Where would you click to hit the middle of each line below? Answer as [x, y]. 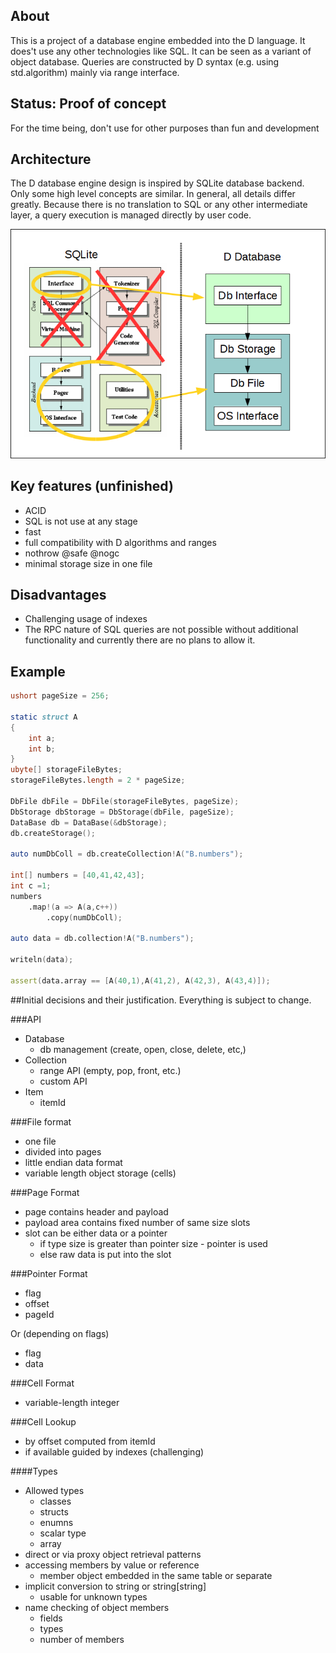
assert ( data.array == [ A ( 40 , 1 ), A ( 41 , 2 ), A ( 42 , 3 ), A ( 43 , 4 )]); [140, 980]
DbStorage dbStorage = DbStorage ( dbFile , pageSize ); [122, 812]
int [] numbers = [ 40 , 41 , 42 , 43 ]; [77, 875]
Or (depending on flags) [60, 1333]
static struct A [44, 717]
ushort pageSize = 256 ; [60, 696]
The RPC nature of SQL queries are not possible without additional [161, 630]
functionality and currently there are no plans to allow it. [140, 640]
